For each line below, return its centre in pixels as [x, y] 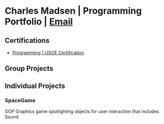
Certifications [27, 40]
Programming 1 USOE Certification [48, 53]
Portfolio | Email [39, 22]
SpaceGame [20, 100]
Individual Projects [35, 86]
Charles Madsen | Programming [73, 11]
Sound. [12, 117]
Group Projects [29, 69]
